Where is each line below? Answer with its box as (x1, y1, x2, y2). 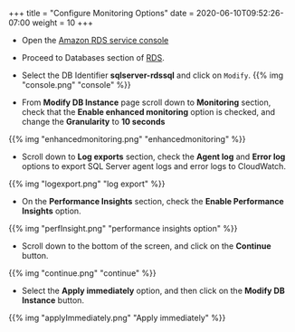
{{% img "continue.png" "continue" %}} (8, 268, 157, 279)
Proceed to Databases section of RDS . (21, 52, 165, 62)
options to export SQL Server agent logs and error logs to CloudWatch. (21, 161, 287, 171)
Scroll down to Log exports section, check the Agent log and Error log (21, 151, 286, 162)
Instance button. (21, 295, 85, 306)
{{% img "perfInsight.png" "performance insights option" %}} (8, 223, 238, 233)
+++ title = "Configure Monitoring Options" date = (8, 8, 195, 18)
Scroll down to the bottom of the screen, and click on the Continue (21, 241, 272, 251)
